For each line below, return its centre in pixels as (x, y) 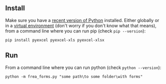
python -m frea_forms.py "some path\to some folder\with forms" (74, 76)
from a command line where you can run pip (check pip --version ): (75, 31)
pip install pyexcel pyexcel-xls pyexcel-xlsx (55, 40)
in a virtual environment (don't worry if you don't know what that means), (81, 25)
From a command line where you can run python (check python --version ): (83, 67)
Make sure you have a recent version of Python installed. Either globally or (82, 20)
